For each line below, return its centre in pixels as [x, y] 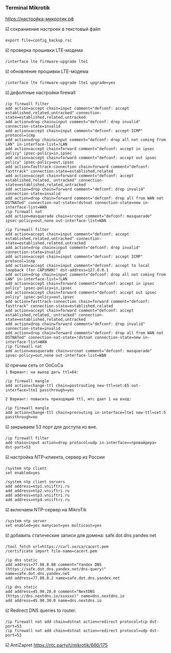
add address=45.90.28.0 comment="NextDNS [50, 592]
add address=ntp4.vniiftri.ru [38, 500]
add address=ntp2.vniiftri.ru [38, 491]
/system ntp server [26, 521]
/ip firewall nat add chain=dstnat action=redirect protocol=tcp [76, 622]
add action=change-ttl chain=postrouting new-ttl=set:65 [67, 386]
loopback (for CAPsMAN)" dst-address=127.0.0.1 [57, 270]
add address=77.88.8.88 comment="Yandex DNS [54, 565]
